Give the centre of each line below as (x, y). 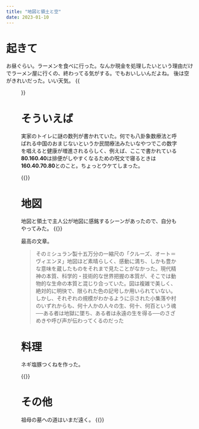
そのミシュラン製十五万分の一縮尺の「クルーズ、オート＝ (106, 254)
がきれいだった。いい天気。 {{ (43, 81)
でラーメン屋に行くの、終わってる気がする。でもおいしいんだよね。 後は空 (98, 73)
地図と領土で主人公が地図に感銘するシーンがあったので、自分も (99, 221)
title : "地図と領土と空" (34, 12)
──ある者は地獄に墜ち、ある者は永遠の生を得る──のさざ (105, 313)
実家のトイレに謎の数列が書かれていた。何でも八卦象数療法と (97, 136)
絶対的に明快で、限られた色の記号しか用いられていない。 (106, 291)
